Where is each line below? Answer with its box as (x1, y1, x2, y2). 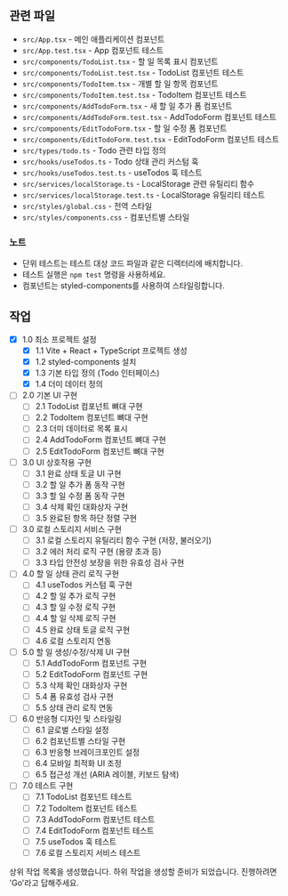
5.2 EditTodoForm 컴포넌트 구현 (35, 668, 148, 679)
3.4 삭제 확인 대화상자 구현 (35, 501, 129, 512)
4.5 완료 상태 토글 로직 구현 (35, 624, 131, 634)
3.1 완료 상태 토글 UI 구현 (35, 468, 122, 479)
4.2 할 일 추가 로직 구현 (35, 591, 116, 601)
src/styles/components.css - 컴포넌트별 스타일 (21, 212, 190, 222)
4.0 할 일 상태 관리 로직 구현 (21, 569, 120, 579)
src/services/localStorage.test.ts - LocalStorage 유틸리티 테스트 (21, 190, 265, 200)
